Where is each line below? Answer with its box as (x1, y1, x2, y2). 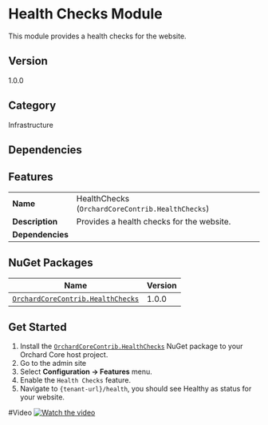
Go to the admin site (19, 359, 86, 368)
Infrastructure (8, 120, 53, 129)
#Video (8, 408, 33, 418)
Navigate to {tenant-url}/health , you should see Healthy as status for (19, 384, 252, 394)
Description (12, 216, 58, 227)
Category (8, 99, 57, 113)
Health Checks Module (8, 5, 163, 23)
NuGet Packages (8, 256, 93, 270)
